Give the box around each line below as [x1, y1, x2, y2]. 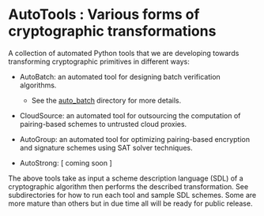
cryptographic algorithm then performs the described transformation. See [8, 181, 249, 191]
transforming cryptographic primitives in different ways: [8, 57, 190, 66]
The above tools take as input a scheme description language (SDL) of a [8, 173, 243, 183]
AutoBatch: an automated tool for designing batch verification [19, 72, 221, 81]
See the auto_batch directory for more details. [31, 95, 182, 105]
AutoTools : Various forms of [8, 6, 200, 24]
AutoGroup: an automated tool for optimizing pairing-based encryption [19, 134, 251, 143]
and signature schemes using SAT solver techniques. [19, 143, 193, 152]
